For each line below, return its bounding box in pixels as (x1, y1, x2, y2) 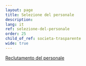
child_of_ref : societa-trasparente (5, 36, 81, 41)
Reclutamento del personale (5, 55, 65, 61)
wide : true (5, 41, 29, 46)
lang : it (5, 21, 24, 27)
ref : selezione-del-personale (5, 27, 70, 32)
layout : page (5, 7, 33, 13)
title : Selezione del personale (5, 12, 74, 17)
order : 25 (5, 31, 27, 36)
